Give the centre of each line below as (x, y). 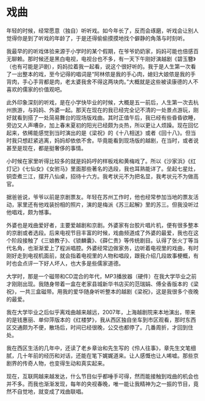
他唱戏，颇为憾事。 (31, 212)
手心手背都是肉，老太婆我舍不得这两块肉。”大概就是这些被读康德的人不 (110, 81)
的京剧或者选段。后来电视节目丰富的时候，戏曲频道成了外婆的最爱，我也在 (100, 233)
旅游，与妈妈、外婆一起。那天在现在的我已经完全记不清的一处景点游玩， (102, 110)
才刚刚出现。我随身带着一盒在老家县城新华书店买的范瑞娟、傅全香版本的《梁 (103, 284)
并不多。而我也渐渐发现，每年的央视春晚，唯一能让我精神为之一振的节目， (100, 384)
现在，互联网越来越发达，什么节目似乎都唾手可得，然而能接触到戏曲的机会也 (103, 376)
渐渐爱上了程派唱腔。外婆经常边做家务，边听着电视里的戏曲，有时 (116, 248)
